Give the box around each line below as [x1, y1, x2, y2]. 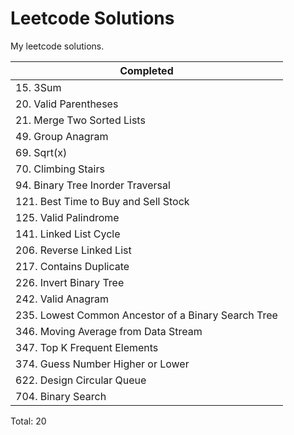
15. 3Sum [15, 80, 62, 94]
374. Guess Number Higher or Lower [15, 357, 190, 371]
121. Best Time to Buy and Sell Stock [15, 194, 190, 208]
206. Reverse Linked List [15, 243, 132, 257]
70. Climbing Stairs [15, 162, 105, 176]
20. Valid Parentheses [15, 97, 119, 111]
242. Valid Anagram [15, 292, 110, 306]
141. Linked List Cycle [15, 227, 121, 241]
